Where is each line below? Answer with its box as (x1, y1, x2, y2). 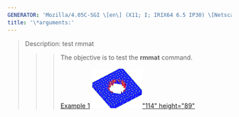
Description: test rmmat (24, 39, 95, 48)
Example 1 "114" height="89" (60, 101, 196, 110)
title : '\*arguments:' (7, 18, 75, 26)
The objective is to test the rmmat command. (60, 53, 193, 62)
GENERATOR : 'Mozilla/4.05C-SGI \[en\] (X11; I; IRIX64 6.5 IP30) (7, 11, 205, 18)
